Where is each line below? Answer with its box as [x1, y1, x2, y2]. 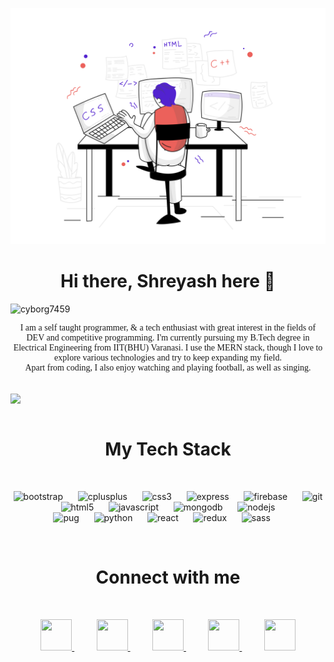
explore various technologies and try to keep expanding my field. [54, 352, 282, 363]
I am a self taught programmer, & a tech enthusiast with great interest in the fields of [19, 322, 317, 333]
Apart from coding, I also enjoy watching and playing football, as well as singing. [24, 362, 312, 373]
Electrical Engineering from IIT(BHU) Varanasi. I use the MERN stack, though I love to [13, 342, 323, 353]
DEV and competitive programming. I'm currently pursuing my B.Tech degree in [26, 332, 310, 343]
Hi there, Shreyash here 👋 [60, 270, 276, 293]
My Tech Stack [104, 438, 232, 461]
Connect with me [95, 566, 241, 589]
